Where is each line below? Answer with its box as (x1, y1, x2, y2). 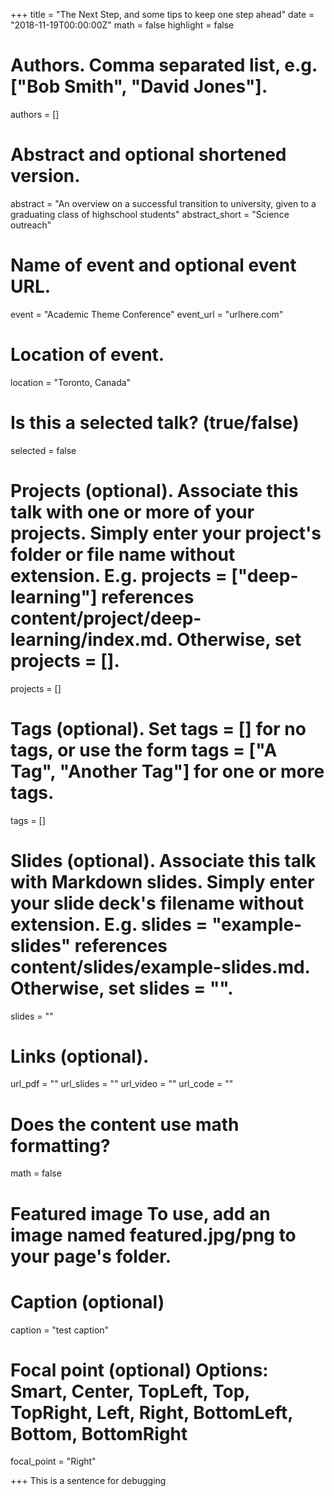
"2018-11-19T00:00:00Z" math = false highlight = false (10, 19, 235, 31)
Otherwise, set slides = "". (10, 977, 234, 999)
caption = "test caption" (10, 1324, 110, 1336)
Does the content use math (10, 1113, 240, 1136)
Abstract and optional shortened (10, 144, 287, 166)
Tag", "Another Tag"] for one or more (10, 760, 325, 783)
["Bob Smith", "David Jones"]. (10, 75, 268, 98)
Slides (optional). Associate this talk (10, 849, 317, 872)
